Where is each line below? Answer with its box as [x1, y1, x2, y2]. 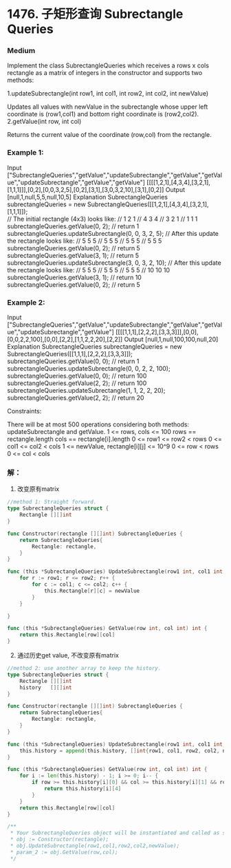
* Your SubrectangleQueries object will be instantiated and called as [10, 829, 220, 836]
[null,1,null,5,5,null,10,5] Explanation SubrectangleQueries [7, 193, 168, 201]
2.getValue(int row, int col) [7, 118, 82, 126]
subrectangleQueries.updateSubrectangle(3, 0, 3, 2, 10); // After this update [7, 259, 221, 267]
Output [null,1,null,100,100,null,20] [124, 335, 219, 344]
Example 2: [7, 297, 45, 307]
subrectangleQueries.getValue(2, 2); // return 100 [7, 379, 147, 387]
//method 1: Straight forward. [7, 499, 97, 506]
